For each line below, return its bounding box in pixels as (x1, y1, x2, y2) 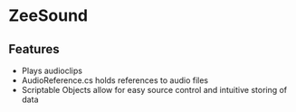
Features (8, 42, 60, 57)
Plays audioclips (21, 65, 83, 76)
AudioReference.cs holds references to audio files (21, 75, 209, 86)
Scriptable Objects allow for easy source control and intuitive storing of (21, 85, 288, 95)
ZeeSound (8, 5, 88, 26)
